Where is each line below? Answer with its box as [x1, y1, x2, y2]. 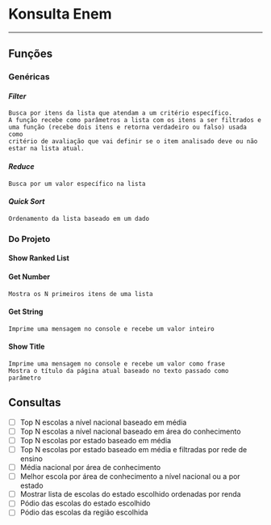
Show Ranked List [8, 253, 70, 263]
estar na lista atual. [8, 145, 85, 153]
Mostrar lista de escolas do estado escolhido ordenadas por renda [19, 489, 241, 499]
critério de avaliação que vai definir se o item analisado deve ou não [8, 138, 258, 146]
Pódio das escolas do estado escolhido [19, 498, 151, 508]
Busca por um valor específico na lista [8, 180, 147, 188]
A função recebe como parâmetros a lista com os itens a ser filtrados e [8, 116, 262, 125]
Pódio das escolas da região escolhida [19, 507, 148, 518]
